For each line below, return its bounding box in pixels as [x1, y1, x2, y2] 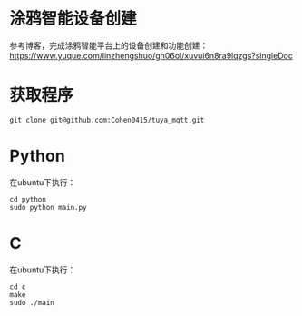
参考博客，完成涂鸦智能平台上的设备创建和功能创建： [9, 40, 209, 51]
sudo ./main [9, 298, 54, 307]
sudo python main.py [9, 202, 88, 212]
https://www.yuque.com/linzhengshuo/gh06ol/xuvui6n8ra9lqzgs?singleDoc [9, 50, 293, 61]
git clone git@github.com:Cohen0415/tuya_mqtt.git [9, 115, 205, 124]
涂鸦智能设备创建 [9, 8, 138, 29]
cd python [9, 194, 47, 204]
